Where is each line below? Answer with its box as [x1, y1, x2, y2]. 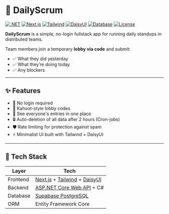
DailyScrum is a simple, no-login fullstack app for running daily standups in [5, 31, 162, 37]
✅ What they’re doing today [12, 61, 70, 67]
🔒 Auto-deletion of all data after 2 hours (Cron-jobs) [12, 116, 120, 122]
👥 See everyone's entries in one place [12, 111, 92, 117]
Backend [8, 184, 29, 191]
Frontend [8, 176, 29, 183]
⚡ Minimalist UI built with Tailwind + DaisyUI [12, 131, 104, 137]
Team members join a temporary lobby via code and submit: [5, 46, 131, 52]
